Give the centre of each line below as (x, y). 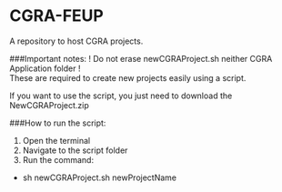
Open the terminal (56, 140)
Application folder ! (45, 68)
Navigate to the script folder (75, 150)
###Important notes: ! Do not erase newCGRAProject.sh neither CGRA (141, 58)
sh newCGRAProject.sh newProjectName (100, 177)
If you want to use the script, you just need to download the (121, 96)
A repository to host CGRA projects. (76, 41)
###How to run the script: (58, 123)
